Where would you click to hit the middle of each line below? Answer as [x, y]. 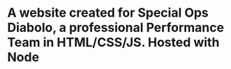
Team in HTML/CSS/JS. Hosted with [113, 43]
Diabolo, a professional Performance [116, 28]
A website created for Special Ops [108, 13]
